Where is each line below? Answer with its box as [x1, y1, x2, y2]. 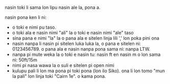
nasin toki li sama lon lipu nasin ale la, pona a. [5, 5, 101, 10]
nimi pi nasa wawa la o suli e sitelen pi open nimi [12, 62, 114, 68]
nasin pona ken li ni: [5, 14, 47, 20]
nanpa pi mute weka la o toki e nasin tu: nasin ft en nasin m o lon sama [12, 51, 161, 57]
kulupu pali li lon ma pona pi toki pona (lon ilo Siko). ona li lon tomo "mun [12, 68, 165, 74]
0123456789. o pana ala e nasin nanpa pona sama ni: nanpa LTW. [12, 46, 151, 52]
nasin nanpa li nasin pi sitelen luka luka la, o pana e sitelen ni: [12, 40, 141, 47]
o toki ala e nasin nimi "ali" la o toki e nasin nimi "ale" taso [12, 30, 134, 35]
